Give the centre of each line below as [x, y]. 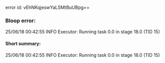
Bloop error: [20, 20]
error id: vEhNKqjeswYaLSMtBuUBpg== [47, 7]
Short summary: [23, 44]
